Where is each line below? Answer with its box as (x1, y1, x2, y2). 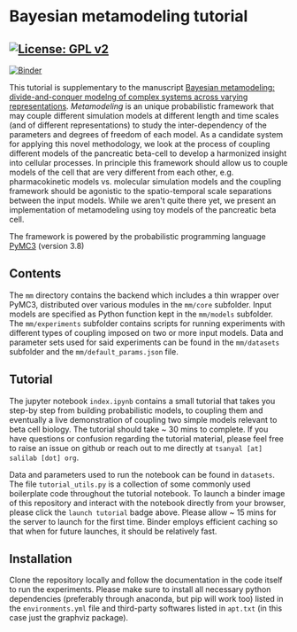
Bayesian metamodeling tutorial (9, 6, 248, 27)
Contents (9, 266, 62, 281)
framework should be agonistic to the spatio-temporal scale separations (9, 186, 272, 196)
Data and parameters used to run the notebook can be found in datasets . (9, 469, 276, 480)
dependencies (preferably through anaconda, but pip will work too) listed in (9, 594, 285, 605)
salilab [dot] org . (9, 452, 80, 463)
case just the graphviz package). (9, 612, 129, 623)
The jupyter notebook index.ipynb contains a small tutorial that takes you (9, 395, 276, 406)
